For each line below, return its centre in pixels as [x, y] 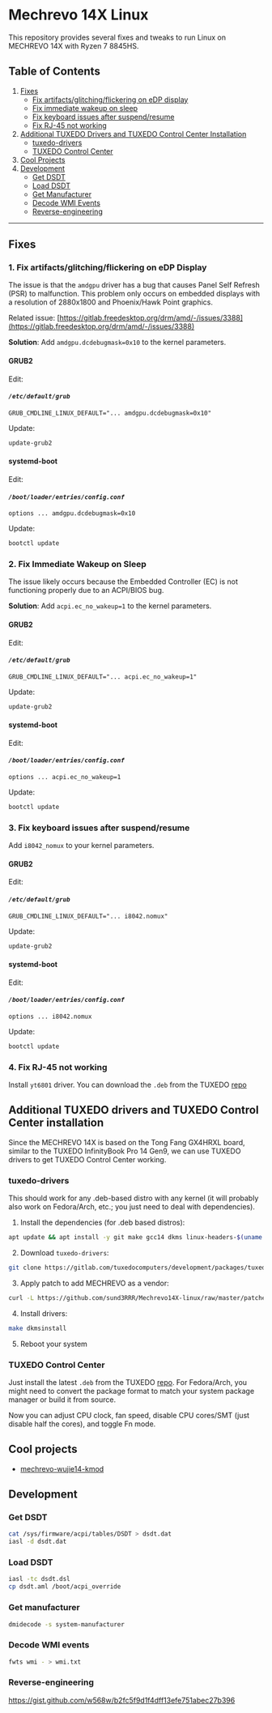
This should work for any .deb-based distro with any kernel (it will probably [134, 1198]
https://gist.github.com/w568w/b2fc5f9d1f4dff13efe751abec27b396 [122, 1700]
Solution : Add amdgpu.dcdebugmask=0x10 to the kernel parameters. [117, 343]
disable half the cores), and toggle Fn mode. [82, 1424]
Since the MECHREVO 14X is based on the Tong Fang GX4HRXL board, [127, 1142]
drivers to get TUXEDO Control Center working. [87, 1159]
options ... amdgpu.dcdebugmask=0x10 [72, 513]
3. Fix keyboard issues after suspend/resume [99, 828]
